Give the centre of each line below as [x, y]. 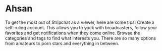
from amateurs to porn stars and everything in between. [62, 43]
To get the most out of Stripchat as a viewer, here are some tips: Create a [80, 22]
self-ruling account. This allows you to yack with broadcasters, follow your [81, 27]
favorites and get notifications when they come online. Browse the [73, 33]
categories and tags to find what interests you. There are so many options [81, 38]
